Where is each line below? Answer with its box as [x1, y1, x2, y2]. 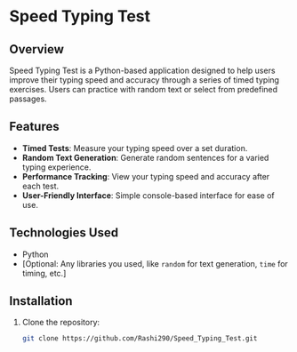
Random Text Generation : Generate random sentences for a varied [21, 152, 269, 163]
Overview [9, 42, 65, 57]
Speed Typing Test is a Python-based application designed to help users [9, 65, 276, 76]
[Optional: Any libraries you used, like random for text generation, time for [21, 258, 289, 268]
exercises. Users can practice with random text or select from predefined [9, 84, 278, 94]
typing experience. [21, 162, 92, 172]
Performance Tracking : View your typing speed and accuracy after [21, 171, 270, 181]
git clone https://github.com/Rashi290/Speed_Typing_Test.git [21, 334, 258, 343]
